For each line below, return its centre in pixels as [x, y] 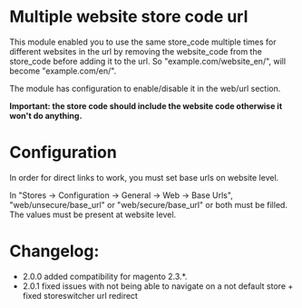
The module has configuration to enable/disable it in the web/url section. [145, 88]
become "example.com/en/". [63, 71]
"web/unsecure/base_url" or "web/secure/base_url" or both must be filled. [149, 204]
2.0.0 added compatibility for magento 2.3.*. [105, 276]
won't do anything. [46, 115]
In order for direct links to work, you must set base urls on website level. [144, 177]
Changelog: [54, 251]
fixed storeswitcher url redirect [80, 295]
